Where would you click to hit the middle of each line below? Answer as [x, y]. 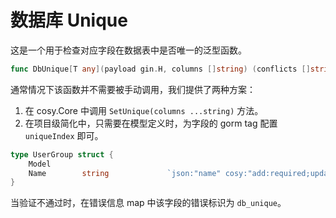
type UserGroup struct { [62, 154]
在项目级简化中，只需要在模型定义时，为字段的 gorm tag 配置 [151, 123]
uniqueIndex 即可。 [64, 135]
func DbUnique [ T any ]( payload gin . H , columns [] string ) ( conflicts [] [160, 69]
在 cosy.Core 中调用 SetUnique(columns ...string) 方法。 [144, 110]
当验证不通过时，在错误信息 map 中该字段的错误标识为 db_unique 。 [148, 203]
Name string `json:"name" [125, 173]
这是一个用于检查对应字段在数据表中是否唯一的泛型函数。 [128, 50]
